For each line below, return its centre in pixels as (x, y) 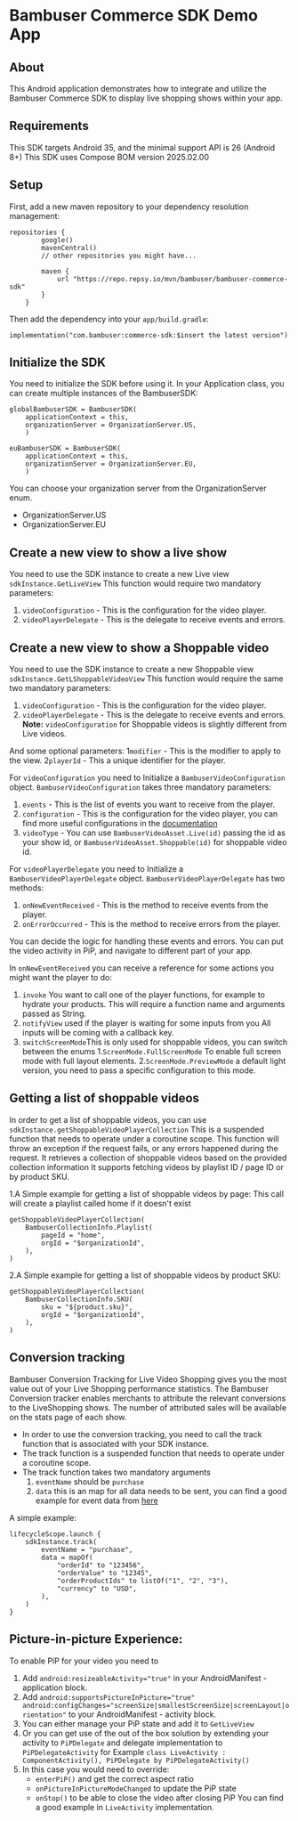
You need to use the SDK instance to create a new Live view (119, 574)
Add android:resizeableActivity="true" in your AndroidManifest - (145, 1678)
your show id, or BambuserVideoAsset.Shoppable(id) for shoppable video (154, 842)
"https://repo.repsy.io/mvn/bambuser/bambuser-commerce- (181, 279)
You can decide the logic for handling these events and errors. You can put (146, 941)
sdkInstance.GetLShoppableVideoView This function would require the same (146, 679)
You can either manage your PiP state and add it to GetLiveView (138, 1723)
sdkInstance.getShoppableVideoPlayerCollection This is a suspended (137, 1129)
